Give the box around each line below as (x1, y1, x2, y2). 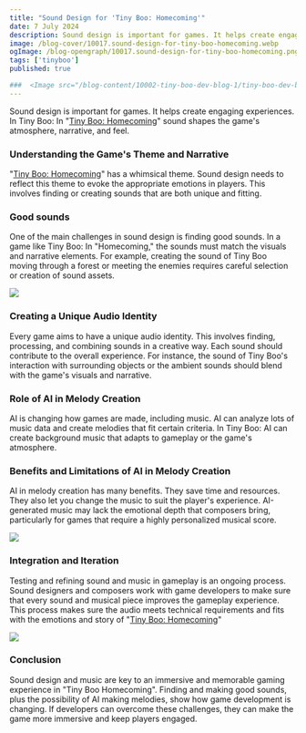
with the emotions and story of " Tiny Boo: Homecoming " (9, 614, 222, 625)
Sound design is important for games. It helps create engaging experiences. (9, 106, 295, 117)
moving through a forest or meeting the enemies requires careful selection (9, 261, 289, 272)
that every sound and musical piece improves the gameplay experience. (9, 594, 280, 605)
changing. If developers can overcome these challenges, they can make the (9, 703, 294, 714)
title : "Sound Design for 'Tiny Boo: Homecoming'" (9, 13, 206, 23)
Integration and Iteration (9, 554, 119, 567)
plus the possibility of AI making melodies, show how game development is (9, 694, 291, 705)
